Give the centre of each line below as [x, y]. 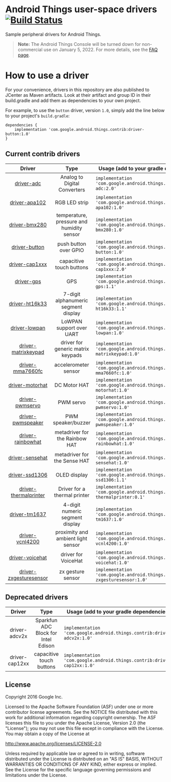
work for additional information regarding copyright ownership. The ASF [81, 718]
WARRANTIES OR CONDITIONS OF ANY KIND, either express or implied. [81, 764]
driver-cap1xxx [28, 264]
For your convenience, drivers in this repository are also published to [77, 90]
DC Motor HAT [72, 385]
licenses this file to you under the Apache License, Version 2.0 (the [76, 723]
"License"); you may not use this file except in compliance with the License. [85, 729]
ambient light [72, 538]
